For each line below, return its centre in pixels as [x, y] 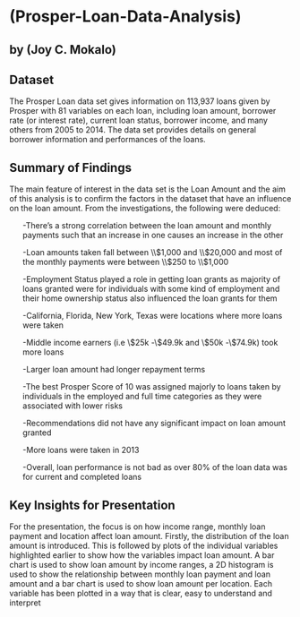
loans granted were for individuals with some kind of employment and [151, 289]
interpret [26, 603]
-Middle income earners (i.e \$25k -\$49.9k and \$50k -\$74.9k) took [150, 343]
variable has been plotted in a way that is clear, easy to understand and [141, 594]
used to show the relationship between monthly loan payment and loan [140, 574]
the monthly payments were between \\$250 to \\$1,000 [125, 262]
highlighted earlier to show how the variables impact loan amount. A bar [142, 555]
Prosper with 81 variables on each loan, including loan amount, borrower [143, 111]
